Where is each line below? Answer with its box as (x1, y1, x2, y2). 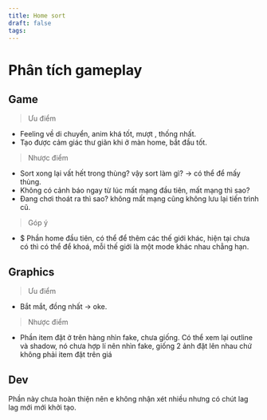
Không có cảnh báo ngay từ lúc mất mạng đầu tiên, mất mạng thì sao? (19, 185, 250, 196)
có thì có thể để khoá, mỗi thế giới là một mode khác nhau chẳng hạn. (19, 242, 249, 252)
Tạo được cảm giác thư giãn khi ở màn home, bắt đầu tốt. (19, 137, 207, 148)
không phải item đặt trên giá (19, 350, 112, 359)
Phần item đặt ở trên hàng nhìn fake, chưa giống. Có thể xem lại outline (19, 333, 253, 343)
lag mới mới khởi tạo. (8, 402, 77, 412)
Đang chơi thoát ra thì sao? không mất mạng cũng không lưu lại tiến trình (19, 194, 259, 204)
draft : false (8, 19, 52, 27)
